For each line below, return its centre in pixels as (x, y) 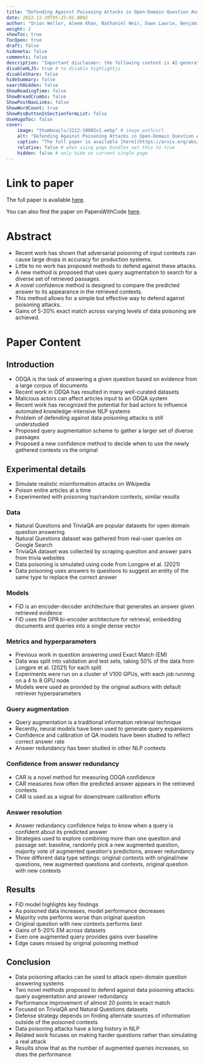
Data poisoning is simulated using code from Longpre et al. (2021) (97, 564)
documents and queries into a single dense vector (78, 626)
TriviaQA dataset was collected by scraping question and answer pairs (103, 552)
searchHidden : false (32, 86)
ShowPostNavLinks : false (38, 102)
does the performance (43, 1054)
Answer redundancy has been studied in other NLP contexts (90, 748)
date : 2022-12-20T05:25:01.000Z (47, 18)
